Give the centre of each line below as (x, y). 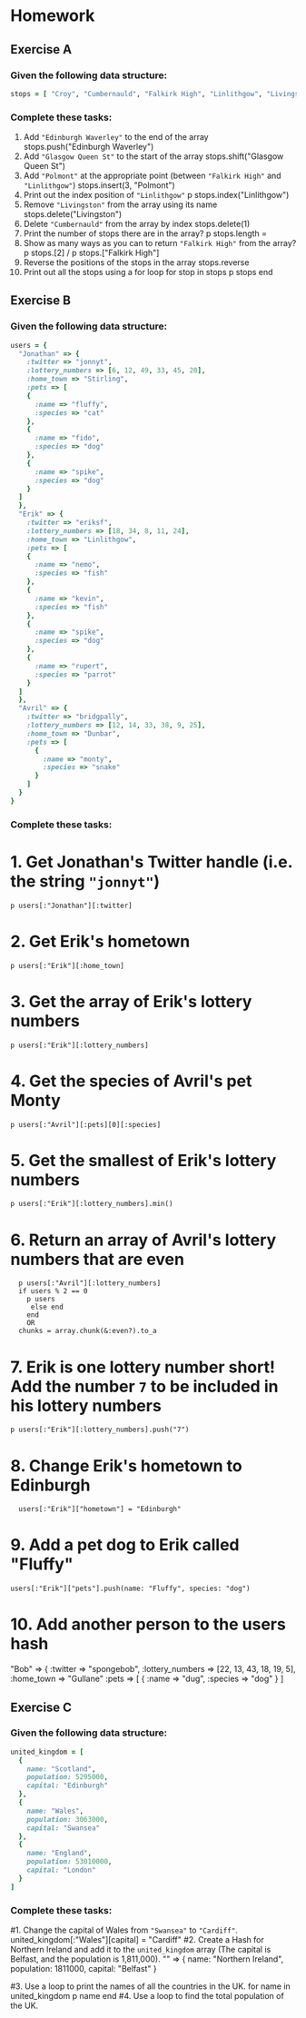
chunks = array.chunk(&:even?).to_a (88, 1331)
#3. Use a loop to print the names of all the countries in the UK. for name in (151, 1986)
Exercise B (41, 301)
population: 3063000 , (67, 1819)
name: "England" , (59, 1854)
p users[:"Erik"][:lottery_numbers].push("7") (100, 1430)
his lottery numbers (86, 1405)
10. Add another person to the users (148, 1624)
